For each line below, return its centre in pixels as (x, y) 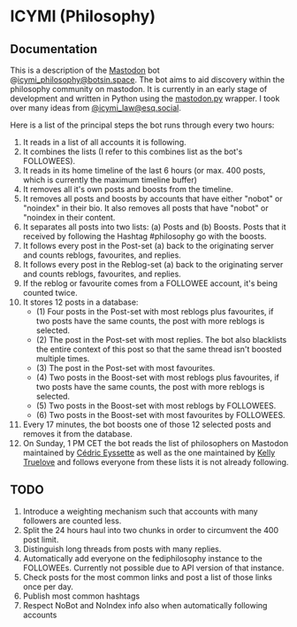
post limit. (41, 539)
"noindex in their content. (69, 217)
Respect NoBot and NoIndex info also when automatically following (145, 605)
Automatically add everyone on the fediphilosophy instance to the (143, 558)
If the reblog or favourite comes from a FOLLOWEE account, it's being (150, 283)
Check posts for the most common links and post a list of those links (148, 577)
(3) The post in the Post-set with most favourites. (126, 368)
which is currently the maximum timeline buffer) (110, 180)
